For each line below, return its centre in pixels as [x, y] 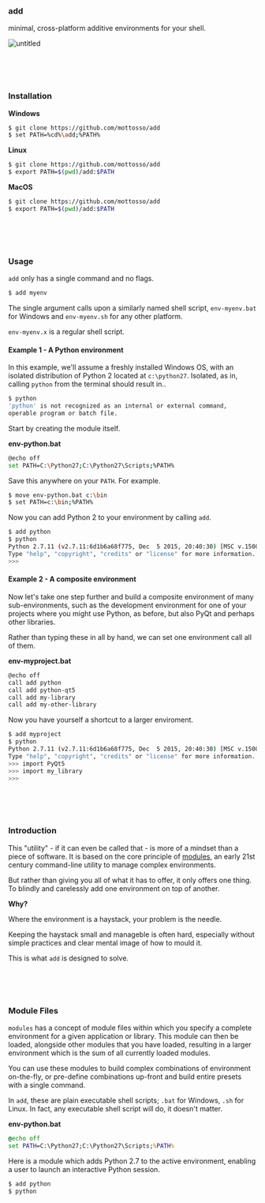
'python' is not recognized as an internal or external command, [118, 406]
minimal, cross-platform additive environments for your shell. [107, 28]
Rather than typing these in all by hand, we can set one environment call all [130, 637]
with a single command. [47, 1085]
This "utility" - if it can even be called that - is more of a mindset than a [123, 848]
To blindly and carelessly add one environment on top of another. [114, 888]
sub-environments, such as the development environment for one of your [127, 605]
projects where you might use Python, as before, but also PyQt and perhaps [131, 613]
